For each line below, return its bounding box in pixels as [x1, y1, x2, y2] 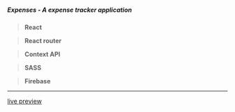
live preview [7, 97, 42, 105]
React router [24, 36, 62, 45]
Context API [24, 49, 61, 58]
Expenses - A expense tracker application [7, 6, 132, 14]
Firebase [24, 77, 51, 85]
